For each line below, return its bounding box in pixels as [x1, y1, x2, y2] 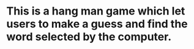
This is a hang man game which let [6, 4, 185, 18]
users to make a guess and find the [6, 17, 188, 31]
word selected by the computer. [6, 30, 172, 44]
